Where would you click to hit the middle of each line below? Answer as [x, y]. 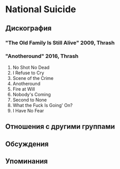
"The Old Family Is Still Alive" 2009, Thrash [60, 43]
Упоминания [27, 161]
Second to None [30, 100]
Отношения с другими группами [60, 126]
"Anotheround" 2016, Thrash [42, 56]
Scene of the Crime [33, 78]
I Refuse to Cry [28, 73]
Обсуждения [27, 144]
